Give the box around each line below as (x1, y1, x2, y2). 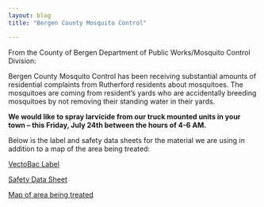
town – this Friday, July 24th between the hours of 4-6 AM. (8, 120, 207, 130)
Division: (8, 56, 37, 66)
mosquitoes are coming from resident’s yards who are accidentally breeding (8, 88, 257, 97)
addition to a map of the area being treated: (8, 144, 151, 153)
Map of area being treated (8, 190, 94, 199)
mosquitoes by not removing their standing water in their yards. (8, 96, 216, 106)
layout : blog (8, 11, 52, 20)
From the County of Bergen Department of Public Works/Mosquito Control (8, 47, 251, 57)
